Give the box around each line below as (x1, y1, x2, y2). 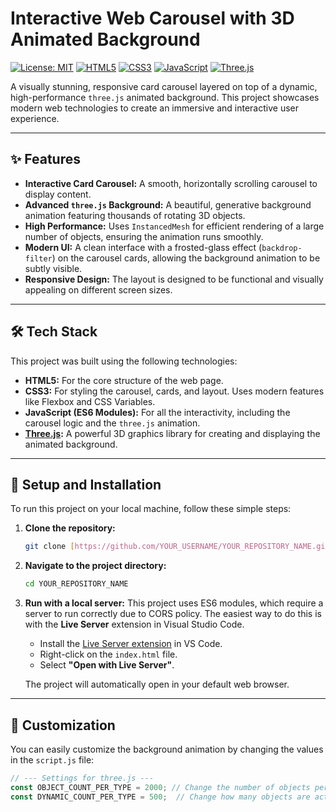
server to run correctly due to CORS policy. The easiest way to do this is (24, 608, 322, 620)
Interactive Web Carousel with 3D (10, 7, 295, 30)
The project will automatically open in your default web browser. (24, 678, 290, 691)
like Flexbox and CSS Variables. (24, 395, 156, 407)
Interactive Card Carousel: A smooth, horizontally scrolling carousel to (24, 177, 318, 189)
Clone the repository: (24, 522, 116, 534)
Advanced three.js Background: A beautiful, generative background (24, 198, 312, 211)
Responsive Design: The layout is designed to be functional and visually (24, 273, 324, 285)
